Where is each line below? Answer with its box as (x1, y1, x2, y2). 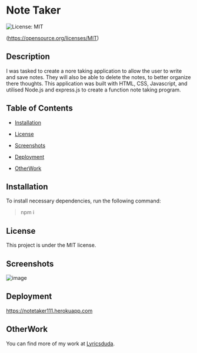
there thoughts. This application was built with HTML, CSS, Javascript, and (6, 80, 188, 87)
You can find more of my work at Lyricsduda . (6, 340, 115, 347)
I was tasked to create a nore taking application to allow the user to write (6, 67, 182, 74)
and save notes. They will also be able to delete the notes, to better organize (6, 73, 191, 80)
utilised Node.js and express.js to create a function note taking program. (6, 86, 181, 93)
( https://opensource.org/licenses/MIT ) (6, 34, 99, 41)
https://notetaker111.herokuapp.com (6, 307, 93, 314)
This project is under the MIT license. (6, 241, 96, 249)
